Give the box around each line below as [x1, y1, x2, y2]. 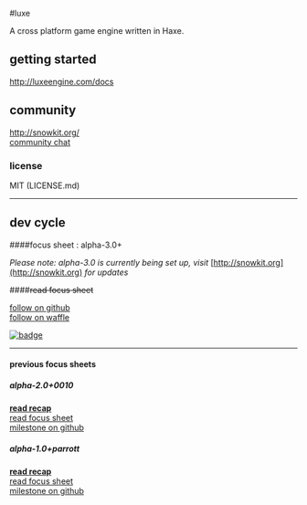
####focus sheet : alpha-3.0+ [9, 239, 123, 250]
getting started [9, 52, 97, 68]
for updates [84, 267, 129, 278]
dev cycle [9, 215, 66, 231]
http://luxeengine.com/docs [9, 76, 114, 87]
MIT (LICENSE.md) [9, 180, 80, 191]
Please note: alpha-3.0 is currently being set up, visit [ [9, 257, 215, 268]
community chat [9, 136, 71, 147]
